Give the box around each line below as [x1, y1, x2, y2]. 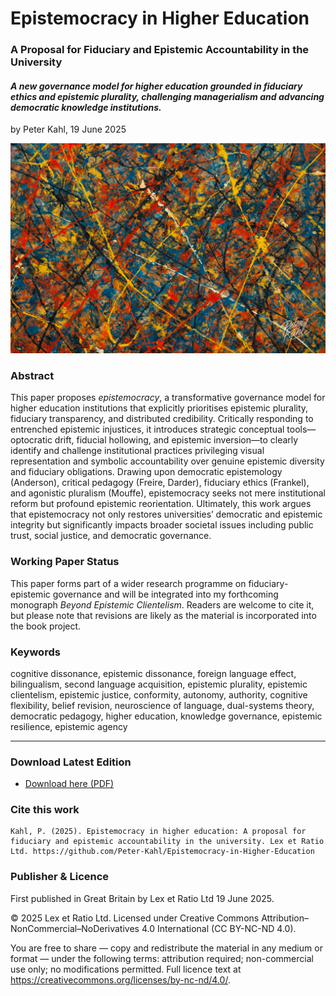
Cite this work [10, 803, 80, 817]
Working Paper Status [10, 555, 120, 569]
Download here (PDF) [24, 778, 115, 790]
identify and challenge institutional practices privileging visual [10, 445, 265, 457]
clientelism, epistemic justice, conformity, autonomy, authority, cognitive [10, 688, 308, 701]
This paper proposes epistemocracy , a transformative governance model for [10, 392, 326, 404]
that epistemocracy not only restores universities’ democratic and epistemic [10, 508, 323, 521]
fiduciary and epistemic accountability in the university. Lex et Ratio [10, 837, 325, 847]
